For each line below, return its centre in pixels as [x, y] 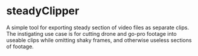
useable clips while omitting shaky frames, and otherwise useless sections [99, 40]
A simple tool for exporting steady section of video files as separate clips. [97, 27]
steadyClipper [43, 11]
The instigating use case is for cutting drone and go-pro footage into [91, 33]
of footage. [20, 46]
